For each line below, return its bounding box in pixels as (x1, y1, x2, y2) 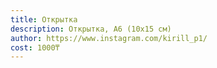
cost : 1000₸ (10, 42, 60, 53)
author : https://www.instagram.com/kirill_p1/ (10, 33, 208, 43)
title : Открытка (10, 14, 78, 25)
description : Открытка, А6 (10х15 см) (10, 24, 172, 34)
